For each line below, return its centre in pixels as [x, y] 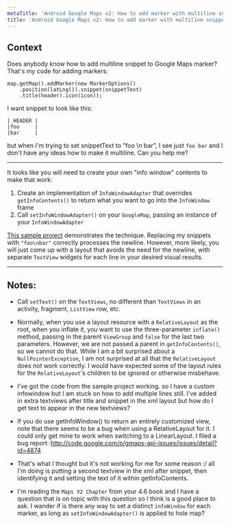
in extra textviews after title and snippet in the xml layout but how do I [115, 401]
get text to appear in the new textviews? [74, 408]
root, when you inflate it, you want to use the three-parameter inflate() [118, 330]
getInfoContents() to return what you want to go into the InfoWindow [113, 200]
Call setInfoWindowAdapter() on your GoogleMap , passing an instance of [117, 215]
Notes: [22, 285]
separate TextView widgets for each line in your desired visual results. [105, 257]
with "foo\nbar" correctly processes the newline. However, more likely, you [113, 243]
